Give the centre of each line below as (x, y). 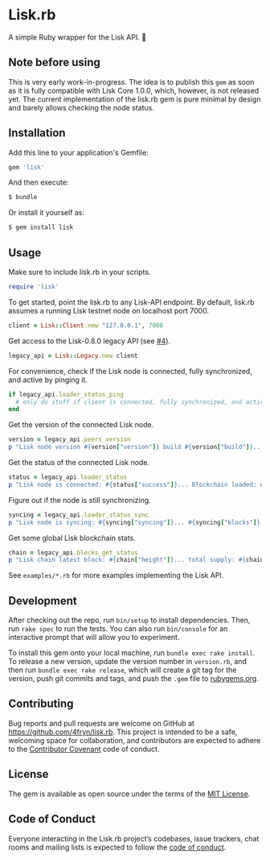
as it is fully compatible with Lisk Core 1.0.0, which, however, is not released (134, 90)
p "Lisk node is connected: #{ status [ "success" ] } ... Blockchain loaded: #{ (138, 484)
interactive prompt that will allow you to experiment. (94, 638)
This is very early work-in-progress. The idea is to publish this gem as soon (131, 81)
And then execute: (39, 182)
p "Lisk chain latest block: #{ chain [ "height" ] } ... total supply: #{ (127, 560)
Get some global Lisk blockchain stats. (72, 538)
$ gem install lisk (41, 227)
